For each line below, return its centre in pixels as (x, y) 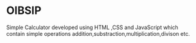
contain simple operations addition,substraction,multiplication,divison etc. (98, 33)
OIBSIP (24, 11)
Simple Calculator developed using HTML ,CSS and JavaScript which (92, 27)
